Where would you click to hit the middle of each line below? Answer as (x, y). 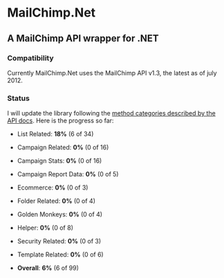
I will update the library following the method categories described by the (111, 113)
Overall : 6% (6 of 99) (48, 268)
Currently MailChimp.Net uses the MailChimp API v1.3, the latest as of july (112, 73)
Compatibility (30, 58)
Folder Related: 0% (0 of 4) (56, 201)
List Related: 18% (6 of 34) (55, 134)
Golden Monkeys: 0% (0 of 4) (59, 214)
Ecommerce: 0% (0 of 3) (53, 187)
